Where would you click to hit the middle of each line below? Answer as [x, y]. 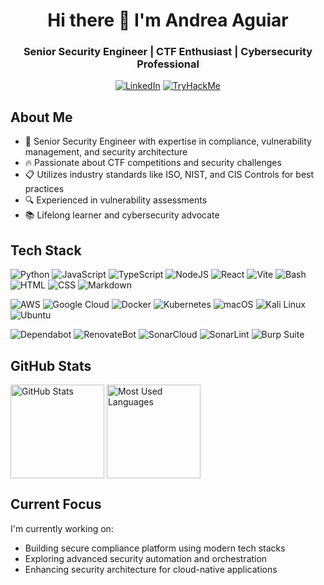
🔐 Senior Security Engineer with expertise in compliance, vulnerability [168, 141]
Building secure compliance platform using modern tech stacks [155, 548]
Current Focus [56, 504]
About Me [41, 117]
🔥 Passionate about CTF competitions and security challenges [153, 163]
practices [44, 189]
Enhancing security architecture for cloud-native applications [151, 569]
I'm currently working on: [62, 528]
